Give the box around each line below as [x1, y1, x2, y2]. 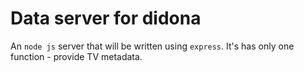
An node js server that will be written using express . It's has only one [10, 40, 295, 52]
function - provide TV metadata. [10, 50, 143, 62]
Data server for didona [10, 7, 202, 30]
